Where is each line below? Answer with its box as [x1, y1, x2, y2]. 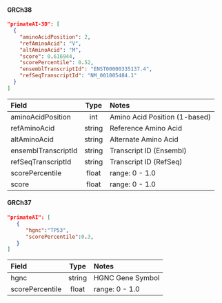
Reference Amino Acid [109, 123, 183, 133]
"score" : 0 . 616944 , [19, 52, 76, 60]
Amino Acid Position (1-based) [109, 112, 212, 121]
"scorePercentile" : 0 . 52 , [19, 59, 94, 66]
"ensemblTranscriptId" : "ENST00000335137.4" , [19, 66, 153, 72]
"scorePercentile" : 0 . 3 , [25, 233, 94, 240]
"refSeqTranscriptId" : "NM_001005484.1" [19, 72, 137, 79]
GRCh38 [7, 6, 32, 14]
